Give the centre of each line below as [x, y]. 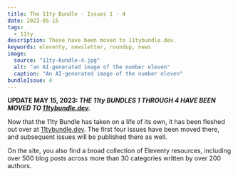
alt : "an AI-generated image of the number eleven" [92, 67]
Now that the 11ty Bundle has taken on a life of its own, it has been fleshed [117, 122]
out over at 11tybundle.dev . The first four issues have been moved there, [113, 130]
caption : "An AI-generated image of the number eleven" [98, 73]
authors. [20, 166]
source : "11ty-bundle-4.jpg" [57, 61]
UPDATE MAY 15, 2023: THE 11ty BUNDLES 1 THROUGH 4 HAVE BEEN [112, 100]
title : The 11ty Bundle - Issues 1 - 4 [67, 14]
